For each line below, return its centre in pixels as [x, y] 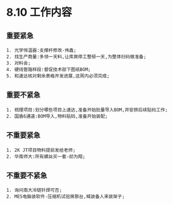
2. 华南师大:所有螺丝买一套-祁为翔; [46, 156]
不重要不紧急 [27, 176]
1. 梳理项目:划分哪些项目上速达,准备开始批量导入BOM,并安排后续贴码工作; [87, 110]
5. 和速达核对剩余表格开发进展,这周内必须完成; [58, 76]
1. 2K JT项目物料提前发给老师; [41, 150]
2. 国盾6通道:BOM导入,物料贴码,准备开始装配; [57, 116]
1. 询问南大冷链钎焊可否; [34, 191]
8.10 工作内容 [39, 12]
